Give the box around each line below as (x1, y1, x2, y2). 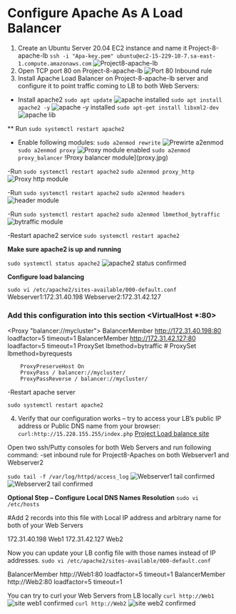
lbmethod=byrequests (7, 349, 73, 358)
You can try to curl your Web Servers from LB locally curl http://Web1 (7, 591, 215, 600)
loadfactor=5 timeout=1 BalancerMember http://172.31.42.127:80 (7, 334, 196, 343)
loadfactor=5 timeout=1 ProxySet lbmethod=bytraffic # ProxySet (7, 342, 197, 350)
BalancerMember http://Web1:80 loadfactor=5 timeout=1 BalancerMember (7, 570, 226, 578)
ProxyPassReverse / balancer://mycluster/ (20, 375, 148, 383)
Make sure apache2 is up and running (7, 244, 121, 254)
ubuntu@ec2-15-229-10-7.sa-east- (116, 52, 216, 60)
